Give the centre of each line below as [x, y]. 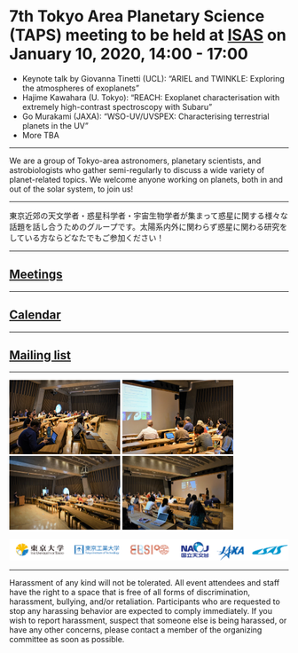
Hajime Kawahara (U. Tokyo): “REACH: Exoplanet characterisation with [151, 97]
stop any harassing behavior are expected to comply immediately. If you [141, 610]
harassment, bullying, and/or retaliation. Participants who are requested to [145, 602]
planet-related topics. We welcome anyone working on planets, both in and [146, 179]
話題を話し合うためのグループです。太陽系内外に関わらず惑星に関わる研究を [149, 226]
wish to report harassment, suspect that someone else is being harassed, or [148, 620]
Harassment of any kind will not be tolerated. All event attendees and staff [145, 582]
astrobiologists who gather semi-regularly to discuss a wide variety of [137, 169]
